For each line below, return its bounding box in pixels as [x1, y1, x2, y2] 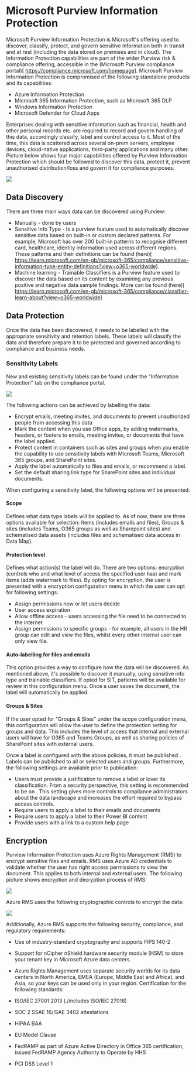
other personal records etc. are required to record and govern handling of [6, 127, 183, 134]
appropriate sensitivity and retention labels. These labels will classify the [6, 333, 181, 340]
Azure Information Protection [14, 91, 85, 98]
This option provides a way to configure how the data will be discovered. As [6, 664, 189, 671]
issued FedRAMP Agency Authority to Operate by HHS [14, 1049, 146, 1056]
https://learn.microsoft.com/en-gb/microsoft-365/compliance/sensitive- [14, 256, 189, 263]
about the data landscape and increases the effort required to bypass [14, 794, 183, 801]
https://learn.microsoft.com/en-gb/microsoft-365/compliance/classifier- [14, 287, 189, 294]
